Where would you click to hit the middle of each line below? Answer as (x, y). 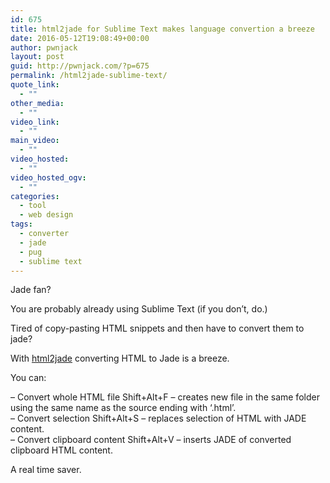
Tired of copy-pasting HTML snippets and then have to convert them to (157, 328)
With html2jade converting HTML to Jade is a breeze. (120, 358)
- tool (33, 206)
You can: (28, 378)
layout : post (37, 57)
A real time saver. (46, 470)
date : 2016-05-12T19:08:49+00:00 (80, 38)
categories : (35, 196)
